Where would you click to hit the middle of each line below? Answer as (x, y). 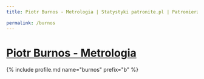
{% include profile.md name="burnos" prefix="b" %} (72, 70)
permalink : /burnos (31, 23)
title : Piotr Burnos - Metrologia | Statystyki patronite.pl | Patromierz (103, 12)
